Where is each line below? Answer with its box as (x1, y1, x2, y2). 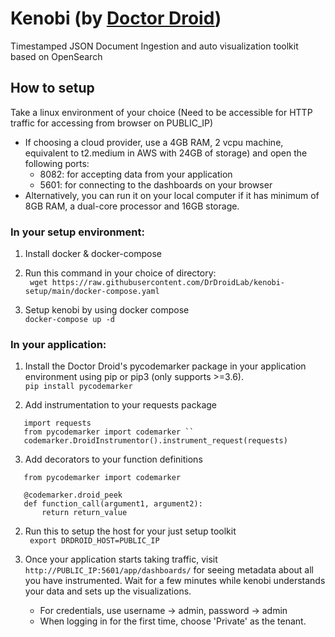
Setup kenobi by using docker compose (24, 304, 190, 316)
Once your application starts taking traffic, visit (24, 553, 218, 566)
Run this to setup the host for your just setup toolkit (24, 525, 237, 537)
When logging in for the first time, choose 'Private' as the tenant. (39, 615, 307, 627)
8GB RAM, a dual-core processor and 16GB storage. (24, 200, 240, 212)
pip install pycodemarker (24, 382, 133, 392)
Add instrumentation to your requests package (24, 399, 217, 411)
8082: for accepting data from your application (39, 168, 233, 180)
